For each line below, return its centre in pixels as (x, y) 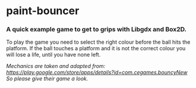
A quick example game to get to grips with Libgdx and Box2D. (97, 30)
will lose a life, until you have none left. (53, 55)
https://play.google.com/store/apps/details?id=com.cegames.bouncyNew (97, 73)
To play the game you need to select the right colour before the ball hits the (98, 42)
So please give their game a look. (47, 79)
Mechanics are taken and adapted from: (56, 66)
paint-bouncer (43, 11)
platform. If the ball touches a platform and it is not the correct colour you (96, 48)
